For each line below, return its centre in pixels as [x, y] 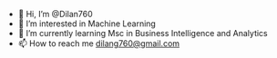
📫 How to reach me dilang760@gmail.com [99, 43]
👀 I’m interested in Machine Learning [87, 24]
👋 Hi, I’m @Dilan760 [55, 14]
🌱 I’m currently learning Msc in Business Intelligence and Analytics [143, 33]
